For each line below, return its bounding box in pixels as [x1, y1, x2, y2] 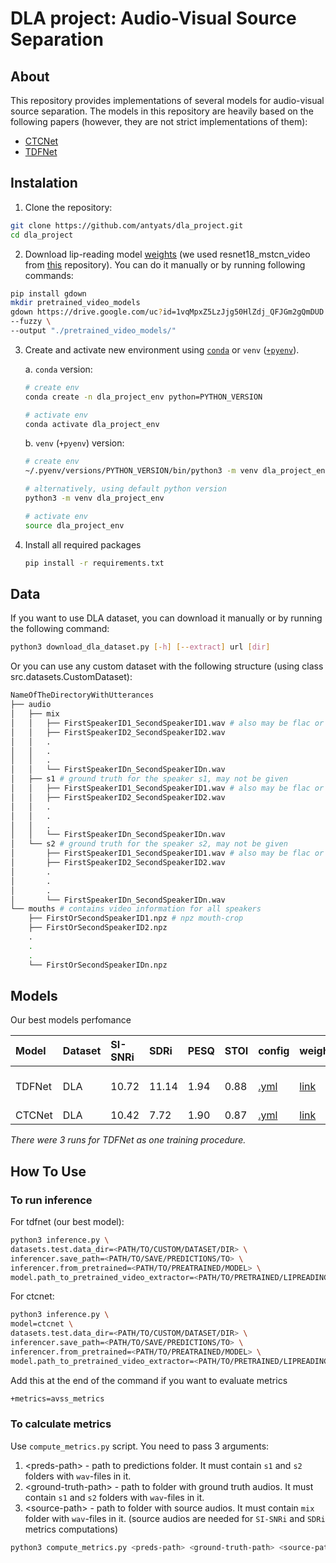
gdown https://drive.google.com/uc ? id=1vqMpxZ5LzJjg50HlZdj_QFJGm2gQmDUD [10, 307, 325, 317]
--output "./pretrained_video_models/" [10, 326, 177, 336]
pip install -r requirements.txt [24, 558, 165, 568]
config [258, 1044, 290, 1058]
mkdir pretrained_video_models [10, 298, 141, 308]
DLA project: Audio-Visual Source [10, 7, 297, 30]
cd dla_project [10, 230, 74, 240]
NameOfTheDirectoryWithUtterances [10, 690, 155, 701]
